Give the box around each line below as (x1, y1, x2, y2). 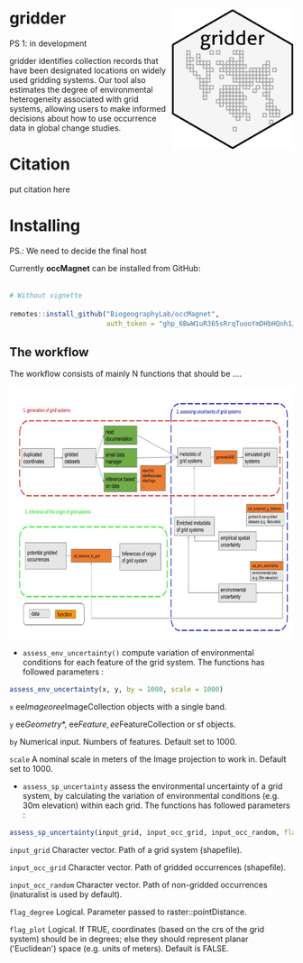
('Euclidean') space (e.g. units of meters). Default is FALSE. (9, 942, 229, 954)
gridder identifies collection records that (9, 55, 160, 66)
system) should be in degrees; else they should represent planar (9, 933, 249, 944)
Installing (9, 216, 81, 236)
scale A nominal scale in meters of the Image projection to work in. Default (9, 753, 287, 765)
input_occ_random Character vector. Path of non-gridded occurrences (9, 879, 268, 890)
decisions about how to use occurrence (9, 113, 157, 124)
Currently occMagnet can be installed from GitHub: (9, 262, 201, 273)
